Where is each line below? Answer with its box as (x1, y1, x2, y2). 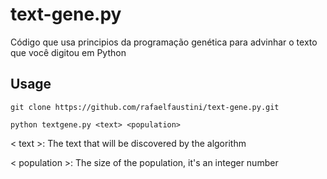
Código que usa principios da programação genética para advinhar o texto (10, 36, 318, 48)
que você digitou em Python (10, 46, 127, 58)
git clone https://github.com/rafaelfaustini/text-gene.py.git (10, 102, 280, 112)
